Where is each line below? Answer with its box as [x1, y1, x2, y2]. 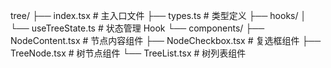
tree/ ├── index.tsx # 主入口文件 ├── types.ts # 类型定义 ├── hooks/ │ [10, 10, 307, 21]
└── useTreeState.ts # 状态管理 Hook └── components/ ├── [10, 22, 265, 34]
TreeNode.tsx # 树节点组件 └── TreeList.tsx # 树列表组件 [10, 47, 247, 59]
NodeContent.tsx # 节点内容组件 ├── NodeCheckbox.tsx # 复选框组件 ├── [10, 35, 322, 46]
